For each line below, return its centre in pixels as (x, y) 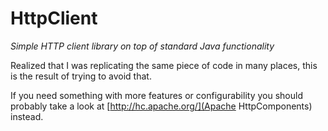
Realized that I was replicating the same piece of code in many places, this (164, 65)
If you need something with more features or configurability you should (156, 95)
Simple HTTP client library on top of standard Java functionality (142, 46)
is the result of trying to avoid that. (81, 76)
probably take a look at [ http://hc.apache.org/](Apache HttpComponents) (161, 106)
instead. (27, 116)
